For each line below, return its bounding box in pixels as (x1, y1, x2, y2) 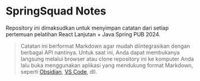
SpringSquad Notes (5, 4, 107, 18)
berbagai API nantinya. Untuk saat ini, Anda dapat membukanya (20, 48, 180, 56)
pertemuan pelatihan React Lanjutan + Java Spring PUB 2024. (5, 30, 161, 37)
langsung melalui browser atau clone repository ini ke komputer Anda (20, 55, 195, 62)
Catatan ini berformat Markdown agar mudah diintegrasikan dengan (20, 42, 190, 50)
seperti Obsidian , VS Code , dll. (20, 68, 98, 75)
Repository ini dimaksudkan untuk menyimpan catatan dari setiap (5, 24, 169, 31)
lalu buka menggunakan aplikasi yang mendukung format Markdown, (20, 62, 193, 69)
